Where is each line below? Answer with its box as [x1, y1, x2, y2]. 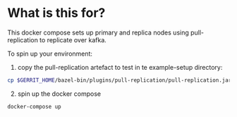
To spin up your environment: [7, 49, 93, 58]
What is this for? [7, 5, 106, 21]
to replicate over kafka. [39, 35, 107, 44]
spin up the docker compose [17, 90, 101, 98]
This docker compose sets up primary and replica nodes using [7, 28, 189, 37]
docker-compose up [7, 103, 61, 110]
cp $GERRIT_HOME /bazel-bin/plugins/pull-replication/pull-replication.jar [7, 76, 232, 84]
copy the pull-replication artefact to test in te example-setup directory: [17, 63, 223, 71]
